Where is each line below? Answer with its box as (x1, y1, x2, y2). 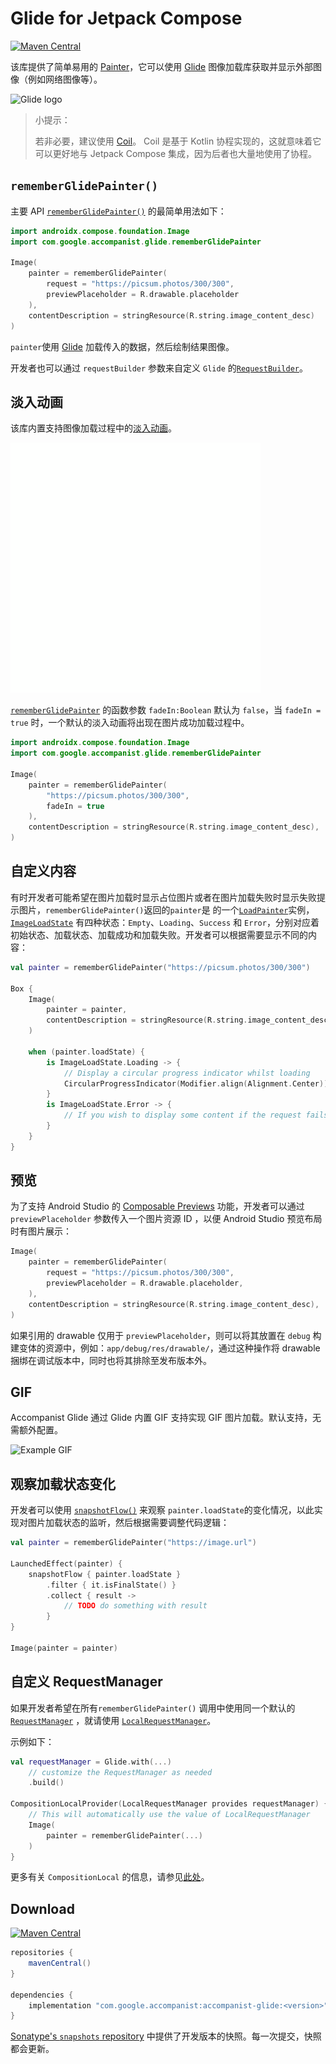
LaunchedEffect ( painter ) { (10, 1558, 123, 1569)
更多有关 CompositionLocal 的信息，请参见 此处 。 (10, 1871, 210, 1883)
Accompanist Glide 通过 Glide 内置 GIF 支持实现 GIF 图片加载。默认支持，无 (10, 1412, 322, 1424)
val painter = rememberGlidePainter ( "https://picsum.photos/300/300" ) (10, 962, 311, 972)
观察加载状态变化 (10, 1475, 116, 1492)
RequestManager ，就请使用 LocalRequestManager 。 (10, 1714, 217, 1726)
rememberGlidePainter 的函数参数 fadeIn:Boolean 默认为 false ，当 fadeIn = (10, 704, 322, 716)
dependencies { (10, 1990, 74, 2000)
